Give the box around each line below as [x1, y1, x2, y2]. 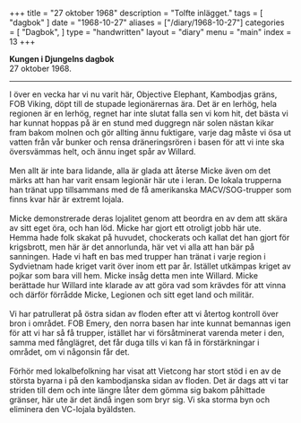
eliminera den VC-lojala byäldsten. [9, 404, 136, 414]
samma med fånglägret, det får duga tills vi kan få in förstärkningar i [9, 337, 260, 348]
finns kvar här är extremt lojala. [9, 194, 125, 205]
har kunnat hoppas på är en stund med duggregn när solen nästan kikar [9, 118, 275, 128]
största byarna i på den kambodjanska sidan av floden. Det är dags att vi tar [9, 375, 289, 385]
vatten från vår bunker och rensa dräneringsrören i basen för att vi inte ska [9, 137, 285, 147]
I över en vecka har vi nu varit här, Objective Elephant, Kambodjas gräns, [9, 89, 278, 100]
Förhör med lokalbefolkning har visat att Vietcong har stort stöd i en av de [9, 366, 281, 376]
